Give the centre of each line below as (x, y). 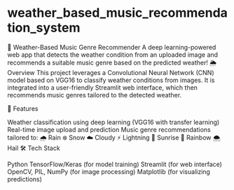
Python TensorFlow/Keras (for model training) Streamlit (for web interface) (115, 164)
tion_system (44, 28)
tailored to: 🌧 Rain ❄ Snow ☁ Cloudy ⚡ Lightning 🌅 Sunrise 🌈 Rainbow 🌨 (114, 137)
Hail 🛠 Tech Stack (34, 148)
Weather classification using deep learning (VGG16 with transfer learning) (113, 122)
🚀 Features (23, 108)
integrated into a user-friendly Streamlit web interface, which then (103, 87)
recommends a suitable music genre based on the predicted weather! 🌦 (112, 62)
